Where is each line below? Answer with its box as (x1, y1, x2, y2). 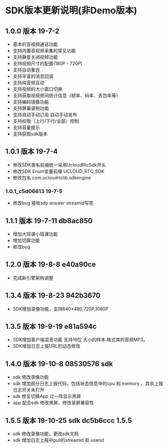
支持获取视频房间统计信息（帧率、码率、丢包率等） (12, 93, 121, 98)
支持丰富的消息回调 (12, 73, 54, 79)
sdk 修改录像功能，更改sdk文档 (12, 431, 79, 437)
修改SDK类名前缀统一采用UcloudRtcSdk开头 (12, 162, 107, 168)
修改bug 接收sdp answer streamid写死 (12, 200, 94, 206)
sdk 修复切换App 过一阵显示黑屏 (12, 393, 81, 399)
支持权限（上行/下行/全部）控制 (12, 118, 79, 124)
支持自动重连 (12, 67, 40, 73)
